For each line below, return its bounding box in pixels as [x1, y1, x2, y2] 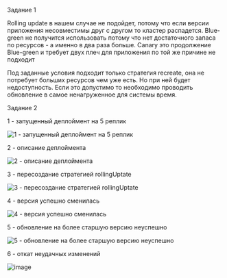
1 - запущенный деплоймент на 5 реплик [7, 117, 127, 125]
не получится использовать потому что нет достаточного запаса [25, 34, 216, 42]
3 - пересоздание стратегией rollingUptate [7, 170, 132, 178]
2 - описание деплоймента [7, 144, 86, 151]
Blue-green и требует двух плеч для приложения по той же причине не [7, 48, 216, 56]
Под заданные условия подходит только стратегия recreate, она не [7, 68, 204, 77]
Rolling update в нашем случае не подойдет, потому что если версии [7, 19, 209, 27]
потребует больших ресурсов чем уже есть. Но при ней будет [7, 76, 191, 84]
